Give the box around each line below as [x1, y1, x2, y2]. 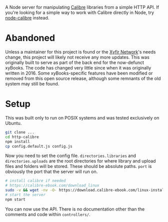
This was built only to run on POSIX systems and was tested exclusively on [5, 114, 159, 120]
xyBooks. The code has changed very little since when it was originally [5, 64, 151, 70]
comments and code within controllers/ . [5, 211, 91, 217]
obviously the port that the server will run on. [5, 168, 98, 174]
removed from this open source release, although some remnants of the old [5, 75, 161, 81]
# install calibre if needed [5, 178, 66, 183]
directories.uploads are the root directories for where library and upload [5, 158, 156, 164]
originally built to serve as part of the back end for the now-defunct [5, 59, 144, 65]
